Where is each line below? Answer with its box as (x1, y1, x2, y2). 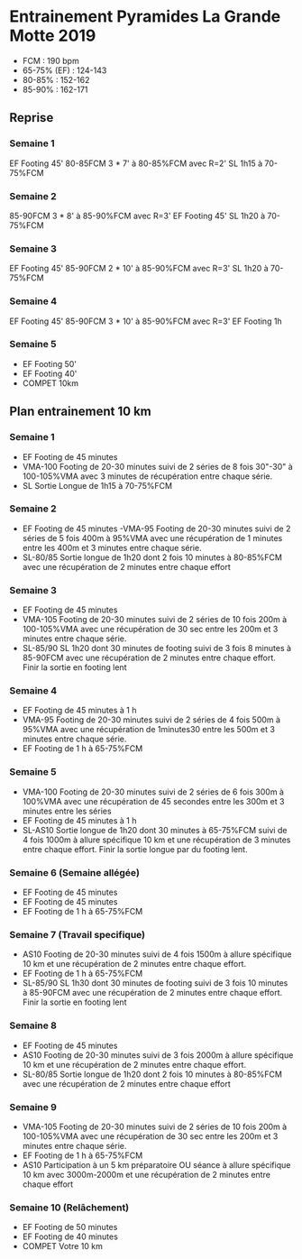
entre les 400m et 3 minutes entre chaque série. (22, 542, 202, 553)
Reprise (9, 110, 54, 125)
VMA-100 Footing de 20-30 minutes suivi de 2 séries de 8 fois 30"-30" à (22, 461, 293, 472)
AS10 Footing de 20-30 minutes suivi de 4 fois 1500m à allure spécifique (22, 949, 292, 960)
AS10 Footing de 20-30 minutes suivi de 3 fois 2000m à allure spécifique (22, 1049, 294, 1061)
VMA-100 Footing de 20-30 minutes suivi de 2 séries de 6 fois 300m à (22, 786, 284, 797)
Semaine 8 (9, 1019, 57, 1032)
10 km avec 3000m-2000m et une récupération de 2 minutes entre (22, 1169, 270, 1180)
